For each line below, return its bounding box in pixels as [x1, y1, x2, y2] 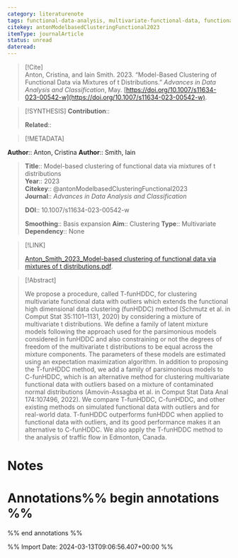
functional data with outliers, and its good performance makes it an [24, 418, 221, 426]
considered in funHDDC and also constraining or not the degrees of [24, 335, 222, 343]
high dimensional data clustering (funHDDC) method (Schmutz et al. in [24, 305, 231, 313]
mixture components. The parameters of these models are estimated [24, 350, 226, 359]
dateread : [7, 43, 37, 50]
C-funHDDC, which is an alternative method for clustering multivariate [24, 373, 230, 381]
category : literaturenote [7, 10, 84, 18]
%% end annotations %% [7, 529, 83, 537]
